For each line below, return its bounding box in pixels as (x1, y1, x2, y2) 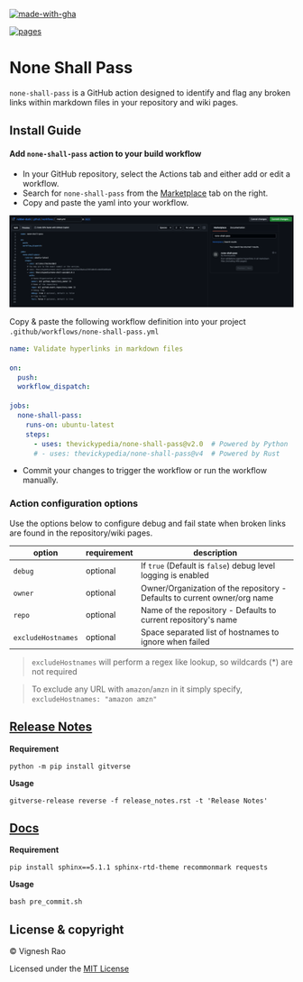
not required (31, 665, 78, 676)
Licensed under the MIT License (9, 963, 129, 974)
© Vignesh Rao (9, 946, 66, 957)
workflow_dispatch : (17, 382, 91, 391)
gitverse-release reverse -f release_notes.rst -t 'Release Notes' (9, 796, 269, 805)
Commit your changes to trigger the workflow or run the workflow (22, 465, 268, 476)
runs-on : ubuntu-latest (25, 420, 115, 429)
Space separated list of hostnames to (141, 627, 280, 638)
